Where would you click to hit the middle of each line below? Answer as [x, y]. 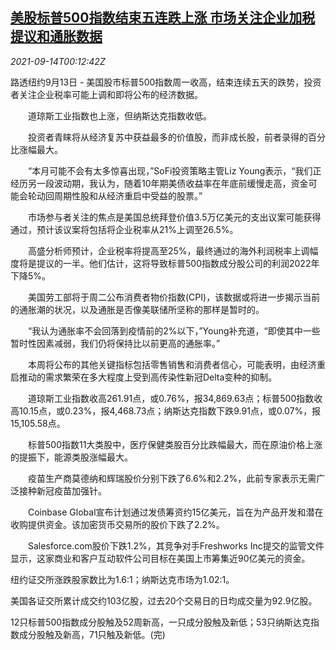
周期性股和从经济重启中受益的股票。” [128, 195]
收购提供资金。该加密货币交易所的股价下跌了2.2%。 [117, 524]
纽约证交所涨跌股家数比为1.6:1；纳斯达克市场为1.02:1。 [122, 579]
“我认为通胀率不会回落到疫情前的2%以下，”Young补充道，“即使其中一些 [174, 330]
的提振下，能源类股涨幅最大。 [71, 457]
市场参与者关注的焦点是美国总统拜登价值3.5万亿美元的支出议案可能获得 [174, 217]
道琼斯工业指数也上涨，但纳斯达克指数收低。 [119, 115]
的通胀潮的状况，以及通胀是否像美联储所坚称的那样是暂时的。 [137, 309]
